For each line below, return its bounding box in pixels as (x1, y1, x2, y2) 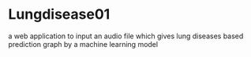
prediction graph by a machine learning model (8, 39, 159, 48)
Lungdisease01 (8, 5, 111, 23)
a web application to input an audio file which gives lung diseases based (8, 31, 244, 41)
